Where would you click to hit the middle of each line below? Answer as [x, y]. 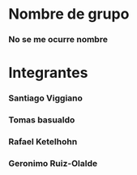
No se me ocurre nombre [58, 40]
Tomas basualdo [42, 120]
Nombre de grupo [69, 14]
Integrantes [48, 73]
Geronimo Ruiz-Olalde [53, 163]
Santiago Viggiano [46, 98]
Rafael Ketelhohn [43, 142]
